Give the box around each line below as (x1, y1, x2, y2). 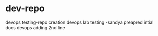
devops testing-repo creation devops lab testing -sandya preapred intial (5, 19, 154, 25)
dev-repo (5, 3, 45, 14)
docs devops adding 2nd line (5, 24, 65, 30)
